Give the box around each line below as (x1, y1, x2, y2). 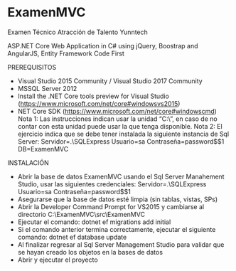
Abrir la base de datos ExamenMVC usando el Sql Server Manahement (17, 172, 225, 181)
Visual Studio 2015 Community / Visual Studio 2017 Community (17, 76, 203, 85)
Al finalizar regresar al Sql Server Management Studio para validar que (17, 240, 225, 249)
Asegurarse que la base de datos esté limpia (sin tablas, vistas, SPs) (17, 195, 218, 203)
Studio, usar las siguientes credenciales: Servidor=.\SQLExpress (17, 179, 207, 188)
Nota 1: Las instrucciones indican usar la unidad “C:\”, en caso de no (17, 115, 218, 123)
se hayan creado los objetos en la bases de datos (17, 248, 163, 256)
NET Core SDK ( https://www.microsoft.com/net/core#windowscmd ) (17, 107, 217, 115)
